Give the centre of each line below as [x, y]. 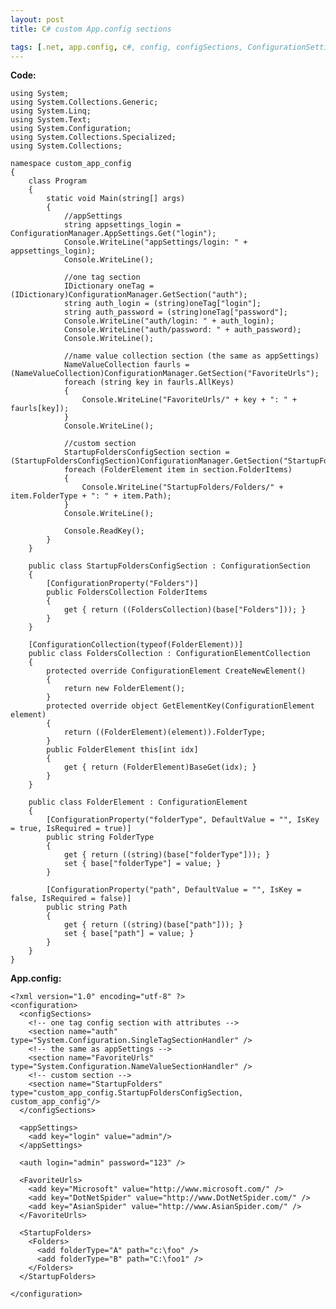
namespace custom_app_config [71, 164]
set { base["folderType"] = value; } [142, 864]
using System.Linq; [51, 111]
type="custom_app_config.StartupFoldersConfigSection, [127, 1093]
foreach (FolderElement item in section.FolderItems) [178, 470]
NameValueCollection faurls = [126, 365]
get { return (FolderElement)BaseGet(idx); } [160, 767]
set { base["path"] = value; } [129, 934]
